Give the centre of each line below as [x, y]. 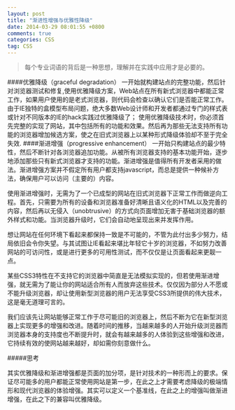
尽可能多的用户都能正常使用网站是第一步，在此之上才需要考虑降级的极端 [117, 382]
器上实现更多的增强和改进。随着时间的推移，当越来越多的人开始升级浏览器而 [117, 326]
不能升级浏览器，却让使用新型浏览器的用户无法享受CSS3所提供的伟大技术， [116, 293]
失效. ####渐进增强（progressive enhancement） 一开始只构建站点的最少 [114, 143]
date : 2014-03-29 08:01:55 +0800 [56, 27]
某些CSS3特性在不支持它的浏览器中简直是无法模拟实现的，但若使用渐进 [110, 275]
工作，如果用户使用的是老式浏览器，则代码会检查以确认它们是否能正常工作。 [117, 100]
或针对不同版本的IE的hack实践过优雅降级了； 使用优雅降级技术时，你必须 [113, 117]
